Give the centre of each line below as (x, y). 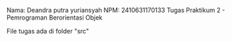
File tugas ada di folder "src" (48, 31)
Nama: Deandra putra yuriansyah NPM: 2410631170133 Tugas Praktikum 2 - (116, 10)
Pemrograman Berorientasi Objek (55, 17)
